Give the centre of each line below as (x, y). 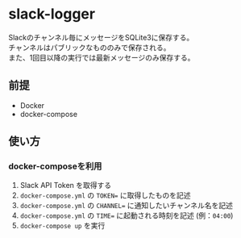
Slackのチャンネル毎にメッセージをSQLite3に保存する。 (101, 37)
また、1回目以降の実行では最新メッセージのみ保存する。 (102, 57)
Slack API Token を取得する (66, 186)
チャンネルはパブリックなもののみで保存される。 (89, 47)
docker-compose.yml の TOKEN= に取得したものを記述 (105, 195)
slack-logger (52, 14)
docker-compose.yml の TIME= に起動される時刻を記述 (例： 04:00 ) (127, 215)
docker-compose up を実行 (62, 226)
